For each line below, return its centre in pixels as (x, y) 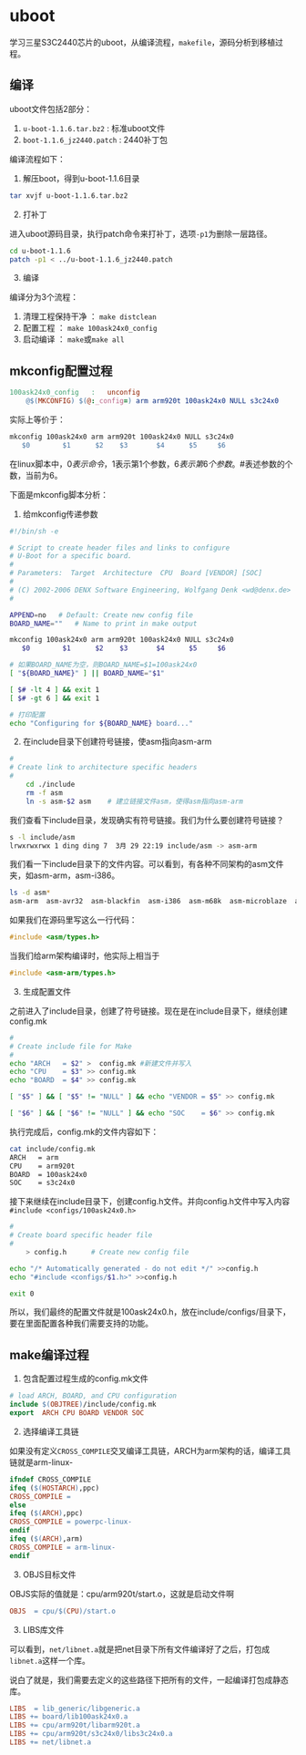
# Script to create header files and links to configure (120, 548)
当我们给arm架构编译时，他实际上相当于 (85, 956)
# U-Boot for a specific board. (71, 556)
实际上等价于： (37, 419)
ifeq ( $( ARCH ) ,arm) (46, 1539)
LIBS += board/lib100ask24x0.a (69, 1717)
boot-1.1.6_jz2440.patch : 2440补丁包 (95, 139)
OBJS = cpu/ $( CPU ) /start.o (63, 1611)
